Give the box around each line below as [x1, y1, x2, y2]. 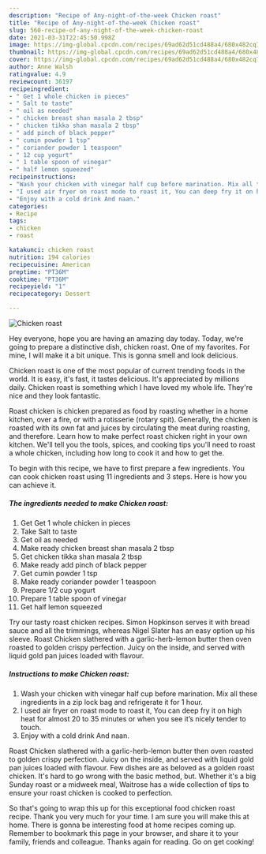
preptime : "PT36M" [9, 268, 69, 276]
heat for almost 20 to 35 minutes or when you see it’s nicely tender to [20, 714, 247, 723]
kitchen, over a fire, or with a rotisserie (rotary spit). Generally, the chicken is [9, 415, 258, 424]
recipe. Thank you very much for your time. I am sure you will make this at [9, 811, 249, 821]
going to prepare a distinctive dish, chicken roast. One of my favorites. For [9, 343, 251, 351]
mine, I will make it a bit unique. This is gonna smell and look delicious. [9, 350, 239, 360]
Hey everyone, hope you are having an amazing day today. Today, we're [9, 334, 244, 343]
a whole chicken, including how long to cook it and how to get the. [9, 448, 224, 458]
